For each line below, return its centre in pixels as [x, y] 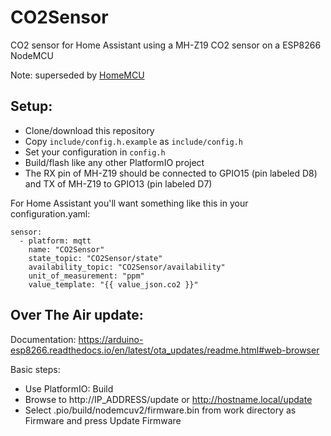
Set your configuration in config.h [95, 152]
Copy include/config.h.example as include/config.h [134, 141]
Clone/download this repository [89, 130]
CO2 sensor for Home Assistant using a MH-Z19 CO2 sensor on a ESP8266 [166, 45]
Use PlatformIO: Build [69, 388]
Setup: [31, 106]
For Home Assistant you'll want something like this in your [129, 203]
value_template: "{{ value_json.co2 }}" [113, 284]
